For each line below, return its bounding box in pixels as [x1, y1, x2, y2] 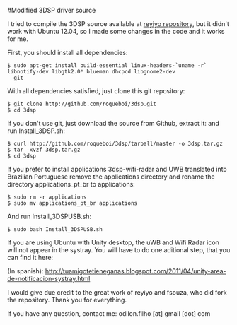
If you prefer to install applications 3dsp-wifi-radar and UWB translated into [7, 165, 228, 173]
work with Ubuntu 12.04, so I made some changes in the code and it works [7, 28, 225, 35]
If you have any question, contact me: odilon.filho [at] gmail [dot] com [7, 309, 211, 317]
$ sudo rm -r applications [7, 194, 87, 201]
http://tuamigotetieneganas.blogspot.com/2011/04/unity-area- [45, 267, 226, 275]
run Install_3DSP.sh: [7, 126, 66, 135]
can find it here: [7, 254, 54, 261]
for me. [7, 35, 28, 43]
